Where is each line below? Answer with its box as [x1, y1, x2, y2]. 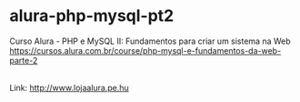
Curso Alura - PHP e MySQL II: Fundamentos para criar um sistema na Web [9, 36, 291, 46]
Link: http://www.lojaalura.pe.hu [9, 82, 129, 93]
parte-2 [9, 55, 38, 66]
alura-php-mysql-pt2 [9, 5, 175, 26]
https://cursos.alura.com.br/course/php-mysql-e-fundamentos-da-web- [9, 45, 282, 56]
